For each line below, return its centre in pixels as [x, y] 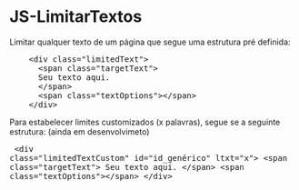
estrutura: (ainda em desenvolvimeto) [80, 131]
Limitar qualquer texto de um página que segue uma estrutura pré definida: [150, 42]
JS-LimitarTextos [76, 17]
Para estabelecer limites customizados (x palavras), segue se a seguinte [145, 122]
